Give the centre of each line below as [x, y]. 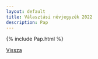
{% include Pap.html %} [35, 39]
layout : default [26, 11]
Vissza [14, 50]
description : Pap [27, 22]
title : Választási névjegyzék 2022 [49, 17]
